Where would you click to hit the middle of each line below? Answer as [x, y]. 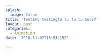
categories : [18, 29]
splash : [13, 10]
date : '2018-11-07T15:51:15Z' [37, 38]
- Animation [23, 33]
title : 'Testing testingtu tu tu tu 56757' [52, 19]
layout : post [19, 24]
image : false [24, 15]
